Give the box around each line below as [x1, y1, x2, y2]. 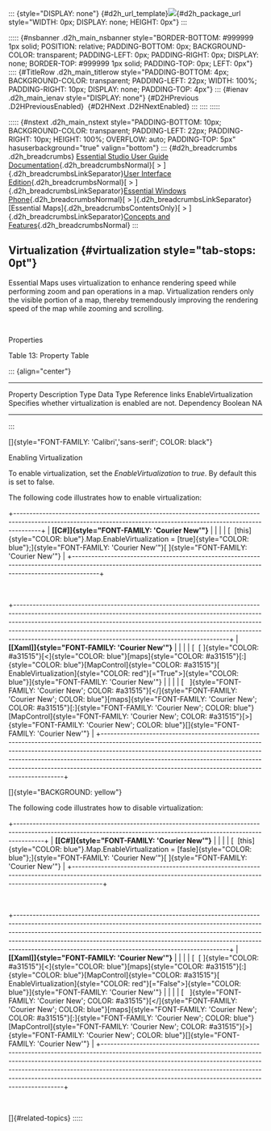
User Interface [123, 169, 172, 178]
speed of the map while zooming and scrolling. [8, 303, 164, 313]
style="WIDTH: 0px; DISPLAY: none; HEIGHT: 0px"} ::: [8, 17, 188, 27]
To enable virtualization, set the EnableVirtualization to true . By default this [8, 468, 256, 478]
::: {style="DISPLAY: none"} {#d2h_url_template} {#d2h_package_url [8, 9, 241, 18]
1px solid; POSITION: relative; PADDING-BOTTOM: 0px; [8, 41, 191, 51]
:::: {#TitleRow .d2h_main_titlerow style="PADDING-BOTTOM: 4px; [8, 67, 230, 77]
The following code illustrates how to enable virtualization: [8, 492, 202, 502]
